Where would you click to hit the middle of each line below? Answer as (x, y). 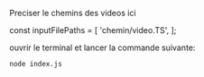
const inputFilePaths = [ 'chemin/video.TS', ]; (93, 30)
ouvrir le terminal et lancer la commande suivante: (102, 47)
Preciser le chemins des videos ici (73, 13)
